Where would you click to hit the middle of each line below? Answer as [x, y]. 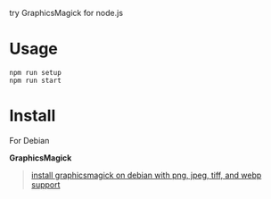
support [45, 184]
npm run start [36, 80]
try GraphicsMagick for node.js [66, 13]
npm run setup [36, 72]
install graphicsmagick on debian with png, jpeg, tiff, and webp [146, 175]
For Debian [29, 140]
